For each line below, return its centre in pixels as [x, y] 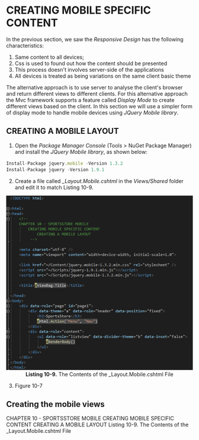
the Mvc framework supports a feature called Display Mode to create [90, 100]
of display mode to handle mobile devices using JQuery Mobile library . [92, 113]
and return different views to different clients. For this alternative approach [97, 94]
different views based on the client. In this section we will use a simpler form [99, 106]
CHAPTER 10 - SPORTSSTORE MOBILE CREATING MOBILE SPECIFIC [90, 419]
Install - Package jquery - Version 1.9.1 [55, 169]
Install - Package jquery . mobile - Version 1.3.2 [65, 163]
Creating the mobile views [55, 404]
